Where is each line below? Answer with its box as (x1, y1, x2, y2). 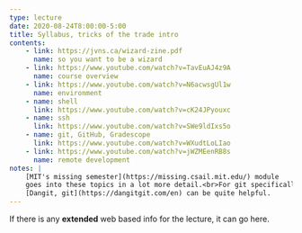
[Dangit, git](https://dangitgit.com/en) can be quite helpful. (25, 189, 271, 198)
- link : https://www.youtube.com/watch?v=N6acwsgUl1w (25, 80, 231, 89)
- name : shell (25, 96, 78, 106)
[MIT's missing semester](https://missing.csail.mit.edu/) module (25, 172, 280, 181)
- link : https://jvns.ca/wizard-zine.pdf (25, 47, 182, 56)
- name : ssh (25, 113, 70, 122)
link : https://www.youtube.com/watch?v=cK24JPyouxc (32, 105, 231, 114)
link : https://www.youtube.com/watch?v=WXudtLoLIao (32, 139, 231, 148)
